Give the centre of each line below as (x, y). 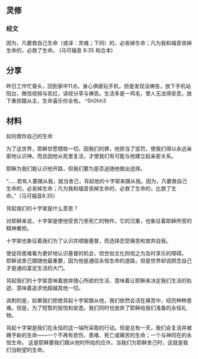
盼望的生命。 (32, 350)
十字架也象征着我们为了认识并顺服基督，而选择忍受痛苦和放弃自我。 (89, 241)
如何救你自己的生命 (29, 136)
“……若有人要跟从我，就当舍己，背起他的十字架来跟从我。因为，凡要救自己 (97, 181)
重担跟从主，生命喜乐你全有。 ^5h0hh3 (59, 101)
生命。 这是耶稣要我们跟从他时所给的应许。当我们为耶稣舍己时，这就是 (97, 342)
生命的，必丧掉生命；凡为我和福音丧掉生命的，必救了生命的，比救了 (89, 189)
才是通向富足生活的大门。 (37, 268)
